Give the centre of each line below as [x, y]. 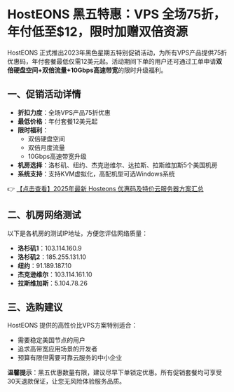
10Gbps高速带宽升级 [57, 156]
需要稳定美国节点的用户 [51, 340]
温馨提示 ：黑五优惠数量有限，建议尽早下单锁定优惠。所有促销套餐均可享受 [115, 372]
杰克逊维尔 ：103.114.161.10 [55, 274]
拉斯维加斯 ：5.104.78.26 [52, 283]
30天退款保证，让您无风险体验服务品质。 [67, 381]
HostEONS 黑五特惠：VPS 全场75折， [117, 14]
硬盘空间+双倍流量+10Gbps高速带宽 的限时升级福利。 [90, 70]
